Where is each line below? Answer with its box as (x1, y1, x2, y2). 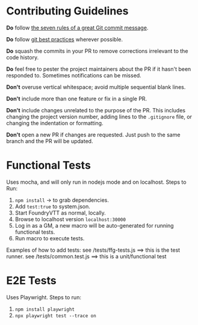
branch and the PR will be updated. (6, 137, 93, 145)
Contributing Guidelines (6, 4, 129, 18)
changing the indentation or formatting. (6, 119, 104, 127)
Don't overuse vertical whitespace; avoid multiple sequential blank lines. (6, 83, 186, 91)
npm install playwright (14, 306, 75, 312)
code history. (6, 53, 39, 61)
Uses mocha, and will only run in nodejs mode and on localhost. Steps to (6, 178, 187, 186)
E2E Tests (6, 274, 57, 288)
